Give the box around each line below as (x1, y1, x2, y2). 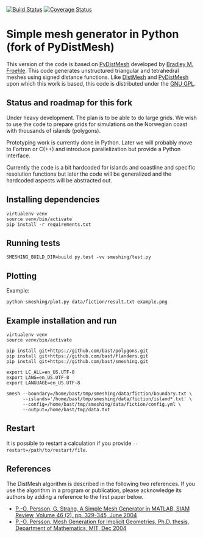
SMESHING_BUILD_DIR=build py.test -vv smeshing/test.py (6, 254, 151, 260)
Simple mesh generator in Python (6, 28, 179, 41)
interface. (6, 152, 30, 159)
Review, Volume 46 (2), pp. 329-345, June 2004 (15, 511, 137, 518)
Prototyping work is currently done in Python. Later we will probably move (6, 138, 193, 146)
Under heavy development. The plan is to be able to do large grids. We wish (6, 114, 197, 121)
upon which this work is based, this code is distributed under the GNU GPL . (6, 80, 196, 87)
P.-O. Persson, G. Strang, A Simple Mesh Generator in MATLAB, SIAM (15, 505, 190, 512)
